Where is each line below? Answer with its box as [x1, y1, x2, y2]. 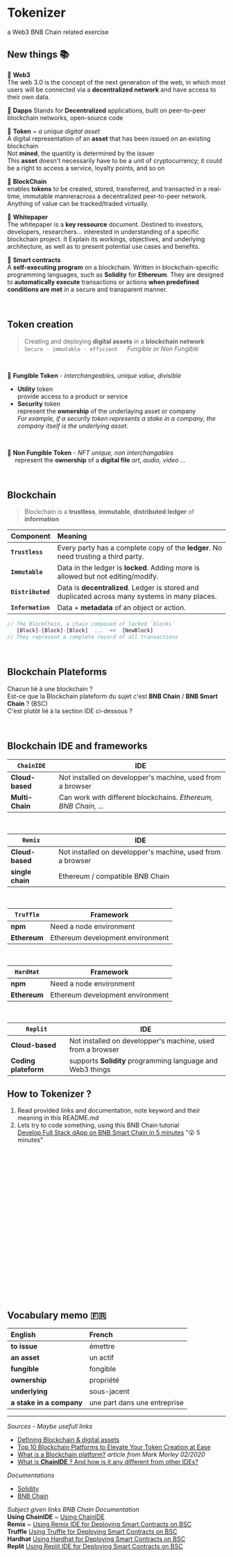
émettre [89, 1341, 115, 1351]
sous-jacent [89, 1386, 130, 1396]
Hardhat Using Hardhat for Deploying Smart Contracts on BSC [7, 1535, 186, 1543]
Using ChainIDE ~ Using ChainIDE [7, 1513, 105, 1521]
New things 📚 [7, 49, 69, 60]
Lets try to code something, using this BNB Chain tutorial [17, 1121, 180, 1129]
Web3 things [69, 1064, 111, 1074]
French [89, 1330, 113, 1339]
